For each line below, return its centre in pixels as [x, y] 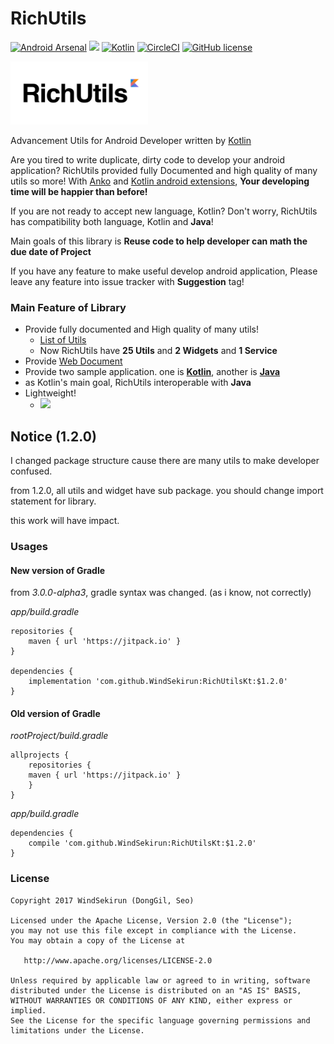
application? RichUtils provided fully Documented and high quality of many [164, 170]
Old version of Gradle [55, 713]
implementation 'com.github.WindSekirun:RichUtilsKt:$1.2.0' [158, 682]
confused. [31, 471]
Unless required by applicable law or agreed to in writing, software [160, 980]
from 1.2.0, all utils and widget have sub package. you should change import [167, 491]
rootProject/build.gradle [59, 736]
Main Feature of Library [68, 307]
